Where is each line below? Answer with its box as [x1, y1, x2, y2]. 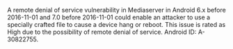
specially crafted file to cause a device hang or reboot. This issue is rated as [7, 21, 226, 28]
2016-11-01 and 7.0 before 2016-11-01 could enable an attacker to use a [7, 13, 211, 21]
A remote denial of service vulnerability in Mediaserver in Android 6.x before [7, 6, 226, 14]
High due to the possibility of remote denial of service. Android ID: [7, 28, 197, 36]
